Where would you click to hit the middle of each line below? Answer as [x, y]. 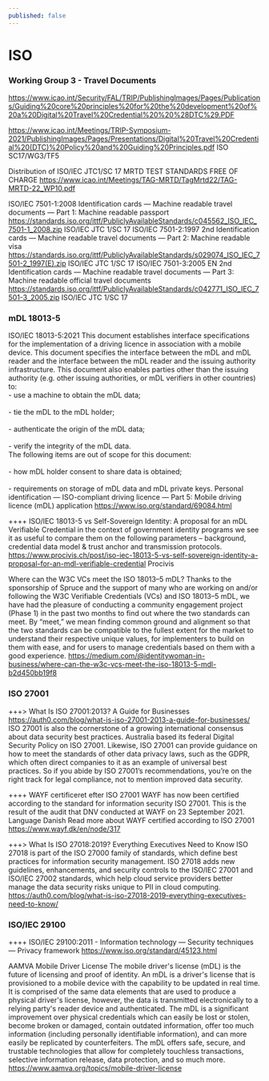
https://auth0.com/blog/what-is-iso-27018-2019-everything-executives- [127, 895]
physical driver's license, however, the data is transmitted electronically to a [133, 1000]
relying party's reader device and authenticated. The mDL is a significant [128, 1009]
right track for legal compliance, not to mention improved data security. [126, 779]
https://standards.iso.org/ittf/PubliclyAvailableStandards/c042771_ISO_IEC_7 [134, 289]
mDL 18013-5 [35, 319]
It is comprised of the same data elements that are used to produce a [122, 991]
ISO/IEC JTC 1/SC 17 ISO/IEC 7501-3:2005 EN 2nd [150, 263]
